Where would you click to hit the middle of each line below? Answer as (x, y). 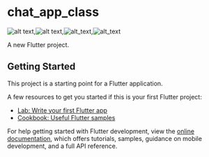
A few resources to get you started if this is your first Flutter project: (104, 97)
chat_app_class (53, 12)
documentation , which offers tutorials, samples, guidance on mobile (104, 138)
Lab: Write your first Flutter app (62, 110)
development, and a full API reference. (62, 146)
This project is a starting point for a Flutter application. (85, 83)
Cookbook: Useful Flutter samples (66, 117)
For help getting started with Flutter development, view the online (101, 131)
